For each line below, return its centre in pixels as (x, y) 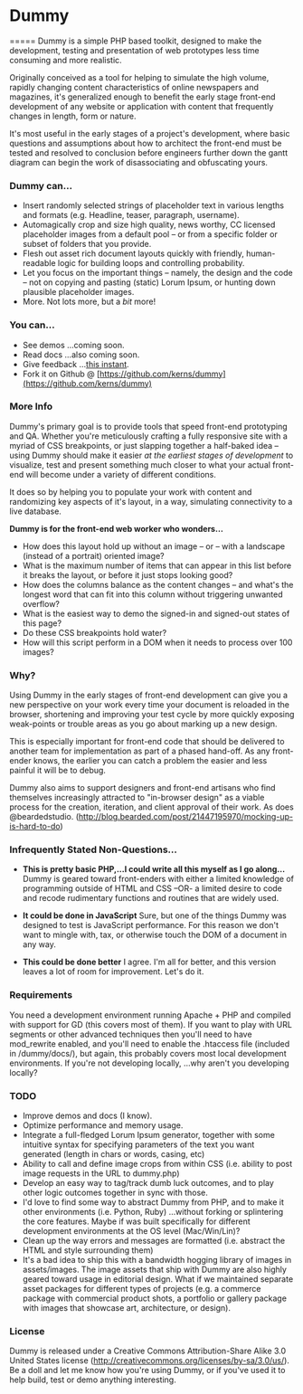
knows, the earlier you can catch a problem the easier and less (150, 761)
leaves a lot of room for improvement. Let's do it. (113, 972)
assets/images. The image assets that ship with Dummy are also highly (155, 1270)
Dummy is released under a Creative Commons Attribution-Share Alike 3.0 (148, 1351)
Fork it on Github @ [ (61, 374)
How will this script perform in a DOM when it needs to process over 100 (157, 642)
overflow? (41, 603)
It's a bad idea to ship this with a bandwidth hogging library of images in (157, 1260)
